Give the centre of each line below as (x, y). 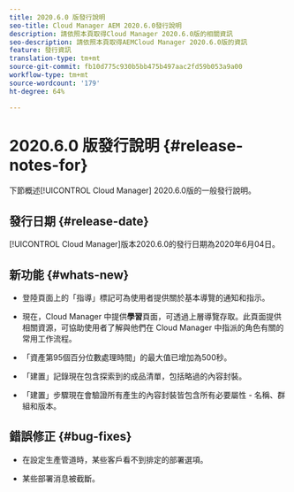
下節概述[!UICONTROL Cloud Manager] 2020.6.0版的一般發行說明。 (132, 190)
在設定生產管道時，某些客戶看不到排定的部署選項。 (115, 459)
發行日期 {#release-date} (79, 221)
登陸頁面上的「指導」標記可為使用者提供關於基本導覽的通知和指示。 (146, 298)
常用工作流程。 (49, 339)
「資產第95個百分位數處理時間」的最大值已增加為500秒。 (127, 357)
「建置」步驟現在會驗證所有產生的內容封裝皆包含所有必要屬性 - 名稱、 (150, 396)
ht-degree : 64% (37, 91)
